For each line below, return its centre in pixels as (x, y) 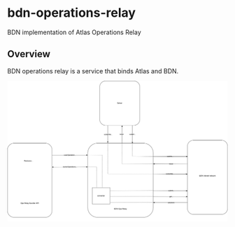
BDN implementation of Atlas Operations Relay (74, 32)
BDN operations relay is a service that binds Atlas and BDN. (93, 71)
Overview (29, 54)
